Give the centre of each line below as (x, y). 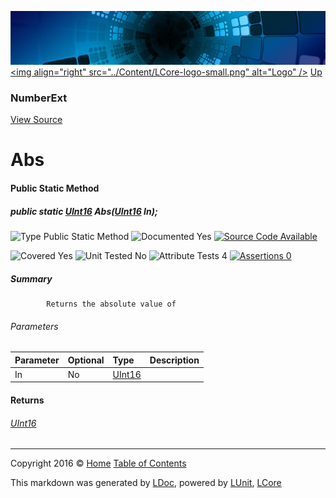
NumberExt (39, 98)
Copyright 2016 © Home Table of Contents (98, 463)
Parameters (34, 326)
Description (174, 360)
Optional (86, 360)
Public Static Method (55, 188)
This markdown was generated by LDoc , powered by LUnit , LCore (146, 483)
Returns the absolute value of (111, 304)
